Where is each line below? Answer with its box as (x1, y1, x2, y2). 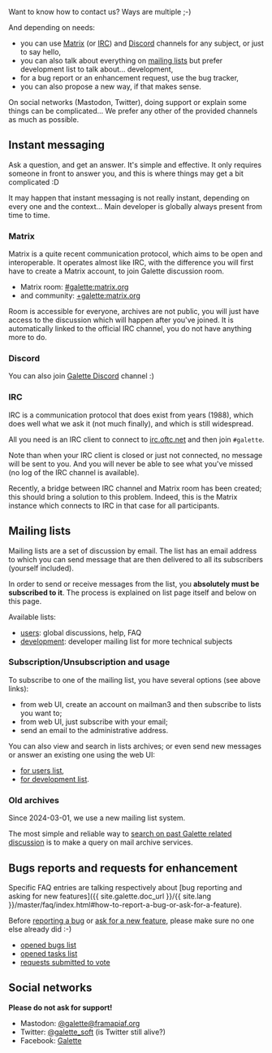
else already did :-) (8, 924, 71, 934)
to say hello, (19, 47, 62, 56)
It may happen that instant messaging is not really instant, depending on (8, 193, 250, 203)
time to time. (8, 210, 50, 220)
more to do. (8, 333, 47, 343)
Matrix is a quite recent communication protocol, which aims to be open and (8, 249, 263, 259)
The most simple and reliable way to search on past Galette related (8, 829, 232, 839)
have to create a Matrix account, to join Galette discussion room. (8, 266, 225, 276)
